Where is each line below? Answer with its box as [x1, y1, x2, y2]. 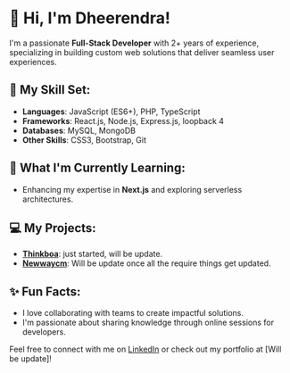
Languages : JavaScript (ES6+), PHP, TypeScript [21, 106, 201, 117]
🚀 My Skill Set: [9, 82, 91, 97]
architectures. [21, 194, 74, 204]
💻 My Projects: [9, 220, 96, 236]
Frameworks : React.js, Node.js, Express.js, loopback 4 [21, 115, 225, 126]
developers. [21, 327, 67, 337]
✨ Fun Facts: [9, 284, 81, 299]
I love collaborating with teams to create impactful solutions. [21, 308, 244, 319]
